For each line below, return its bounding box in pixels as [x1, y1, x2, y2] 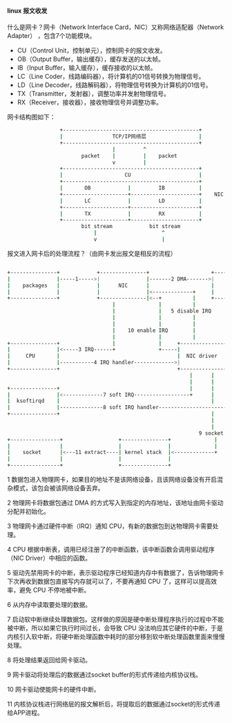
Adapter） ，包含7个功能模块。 [7, 32, 96, 40]
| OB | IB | [59, 185, 202, 191]
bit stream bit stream [81, 223, 181, 230]
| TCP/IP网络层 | [59, 133, 202, 140]
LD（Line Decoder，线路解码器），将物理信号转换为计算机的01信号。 [17, 81, 212, 89]
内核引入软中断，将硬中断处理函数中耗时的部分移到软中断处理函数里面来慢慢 [7, 632, 225, 641]
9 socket [198, 429, 224, 437]
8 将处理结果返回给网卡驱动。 [7, 656, 92, 664]
